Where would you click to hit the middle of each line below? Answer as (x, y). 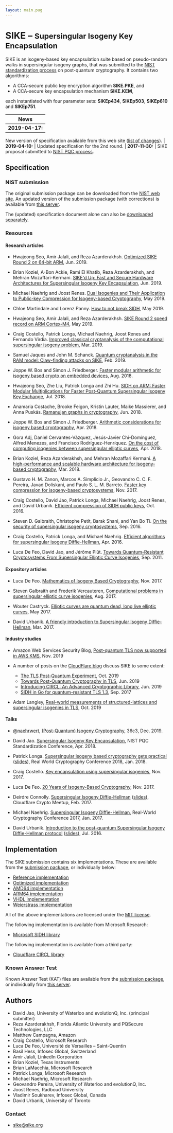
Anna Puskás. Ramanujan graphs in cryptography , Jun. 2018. (77, 412)
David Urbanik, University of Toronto (52, 1100)
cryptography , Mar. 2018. (54, 469)
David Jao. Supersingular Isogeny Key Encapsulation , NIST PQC (81, 740)
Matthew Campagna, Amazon (44, 1035)
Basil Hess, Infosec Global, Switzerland (54, 1051)
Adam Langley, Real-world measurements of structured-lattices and (85, 702)
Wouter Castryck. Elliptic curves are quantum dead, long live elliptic (84, 606)
